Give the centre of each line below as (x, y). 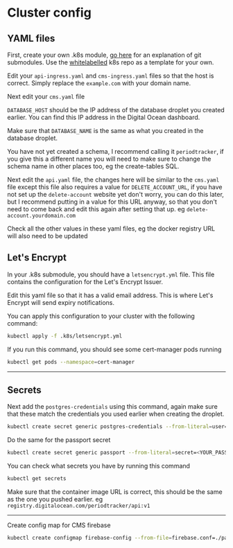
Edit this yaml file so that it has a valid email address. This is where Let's (110, 295)
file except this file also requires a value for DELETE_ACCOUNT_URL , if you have (115, 187)
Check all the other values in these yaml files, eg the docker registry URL (111, 229)
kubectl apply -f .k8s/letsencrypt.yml (65, 336)
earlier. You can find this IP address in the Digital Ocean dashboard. (104, 117)
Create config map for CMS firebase (59, 525)
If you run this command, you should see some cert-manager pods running (114, 349)
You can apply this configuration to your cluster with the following (101, 316)
